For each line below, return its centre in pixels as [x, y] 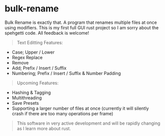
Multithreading [27, 98]
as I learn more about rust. [44, 128]
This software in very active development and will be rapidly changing [88, 123]
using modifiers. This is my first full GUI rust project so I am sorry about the [82, 27]
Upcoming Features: [38, 83]
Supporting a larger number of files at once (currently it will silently [80, 108]
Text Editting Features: [40, 42]
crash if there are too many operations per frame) [63, 113]
